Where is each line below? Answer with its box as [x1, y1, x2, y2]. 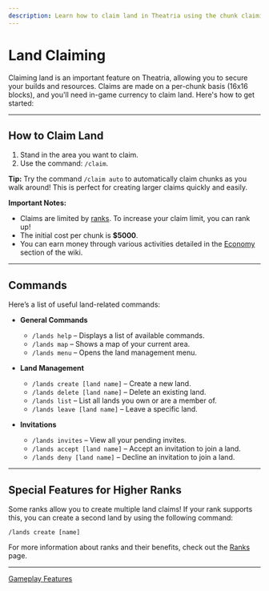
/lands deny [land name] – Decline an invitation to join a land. [31, 452, 235, 462]
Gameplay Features [8, 574, 73, 583]
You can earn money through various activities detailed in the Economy [19, 239, 255, 249]
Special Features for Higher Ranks [8, 483, 183, 497]
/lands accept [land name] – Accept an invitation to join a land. [31, 444, 242, 453]
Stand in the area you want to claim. [19, 150, 139, 160]
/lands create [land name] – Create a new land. [31, 379, 191, 388]
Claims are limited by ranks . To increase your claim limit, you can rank [19, 214, 251, 223]
